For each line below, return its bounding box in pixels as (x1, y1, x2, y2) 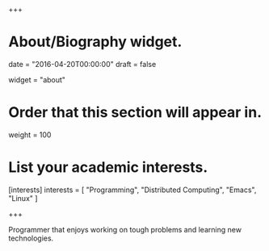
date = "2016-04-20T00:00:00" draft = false (8, 59, 157, 69)
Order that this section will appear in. (8, 103, 263, 122)
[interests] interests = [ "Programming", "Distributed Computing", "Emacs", (8, 185, 257, 195)
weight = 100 (8, 130, 52, 140)
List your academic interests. (8, 158, 208, 177)
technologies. (8, 233, 54, 243)
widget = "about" (8, 74, 66, 85)
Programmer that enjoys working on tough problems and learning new (8, 224, 242, 234)
